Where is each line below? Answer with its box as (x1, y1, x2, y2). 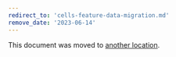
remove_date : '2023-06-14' (8, 19, 96, 27)
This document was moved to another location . (8, 40, 160, 49)
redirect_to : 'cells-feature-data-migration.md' (8, 11, 170, 20)
